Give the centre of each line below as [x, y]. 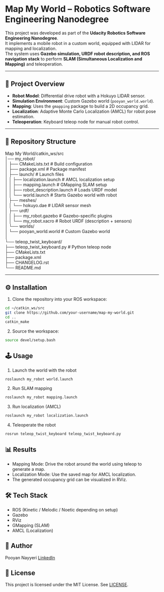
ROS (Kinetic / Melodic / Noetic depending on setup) [65, 509]
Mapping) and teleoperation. [34, 64]
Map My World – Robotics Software [78, 9]
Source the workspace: [36, 331]
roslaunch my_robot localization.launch [47, 416]
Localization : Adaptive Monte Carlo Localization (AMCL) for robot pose [84, 111]
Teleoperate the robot [34, 425]
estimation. [23, 116]
